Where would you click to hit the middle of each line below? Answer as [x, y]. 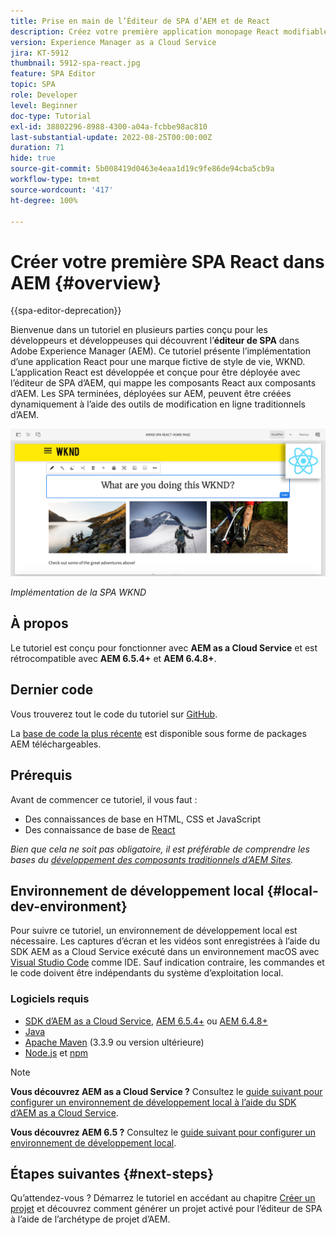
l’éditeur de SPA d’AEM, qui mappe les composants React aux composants [163, 383]
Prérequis [41, 775]
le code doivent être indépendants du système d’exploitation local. [147, 973]
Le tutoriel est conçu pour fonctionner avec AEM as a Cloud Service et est [164, 647]
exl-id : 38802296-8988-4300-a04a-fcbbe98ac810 [109, 126]
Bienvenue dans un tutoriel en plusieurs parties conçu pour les [139, 330]
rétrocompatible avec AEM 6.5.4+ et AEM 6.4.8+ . [113, 658]
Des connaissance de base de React [100, 829]
